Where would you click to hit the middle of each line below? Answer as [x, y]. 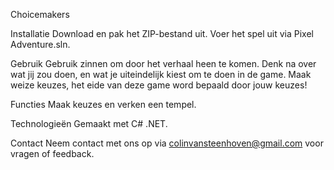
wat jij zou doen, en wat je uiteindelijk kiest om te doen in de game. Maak [161, 74]
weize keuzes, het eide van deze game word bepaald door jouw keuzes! [159, 85]
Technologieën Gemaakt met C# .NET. [89, 123]
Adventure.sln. [40, 44]
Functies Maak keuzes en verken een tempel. [103, 104]
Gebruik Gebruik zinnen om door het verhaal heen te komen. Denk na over [163, 63]
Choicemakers [40, 14]
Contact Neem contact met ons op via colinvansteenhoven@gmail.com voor [167, 143]
